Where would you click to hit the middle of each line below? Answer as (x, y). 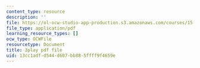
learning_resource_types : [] (42, 34)
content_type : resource (36, 12)
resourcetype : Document (36, 45)
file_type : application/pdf (41, 28)
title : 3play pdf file (34, 50)
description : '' (26, 17)
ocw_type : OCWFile (29, 39)
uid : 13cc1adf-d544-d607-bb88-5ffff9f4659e (61, 56)
